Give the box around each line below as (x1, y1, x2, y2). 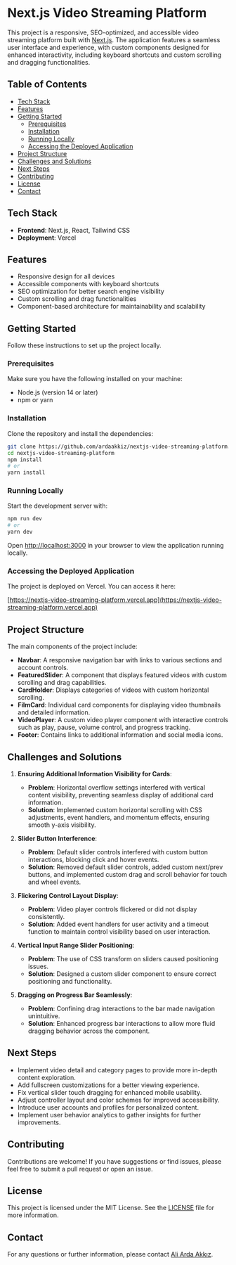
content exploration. (17, 1073, 76, 1081)
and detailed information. (17, 708, 91, 717)
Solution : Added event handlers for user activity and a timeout (27, 920, 209, 928)
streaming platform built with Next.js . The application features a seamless (7, 35, 221, 44)
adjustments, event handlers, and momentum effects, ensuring (27, 814, 210, 821)
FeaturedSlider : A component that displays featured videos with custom (17, 671, 227, 679)
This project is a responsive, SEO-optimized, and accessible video (7, 28, 199, 37)
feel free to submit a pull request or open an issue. (7, 1164, 153, 1173)
